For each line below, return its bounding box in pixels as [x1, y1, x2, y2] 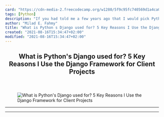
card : [5, 7, 16, 12]
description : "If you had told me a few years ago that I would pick [5, 16, 150, 21]
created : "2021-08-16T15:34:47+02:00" [5, 30, 84, 35]
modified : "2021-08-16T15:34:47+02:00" [5, 35, 86, 39]
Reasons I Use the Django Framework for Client [9, 60, 155, 68]
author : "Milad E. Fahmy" [5, 20, 58, 26]
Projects [69, 68, 95, 76]
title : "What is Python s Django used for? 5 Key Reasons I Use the [5, 25, 147, 30]
